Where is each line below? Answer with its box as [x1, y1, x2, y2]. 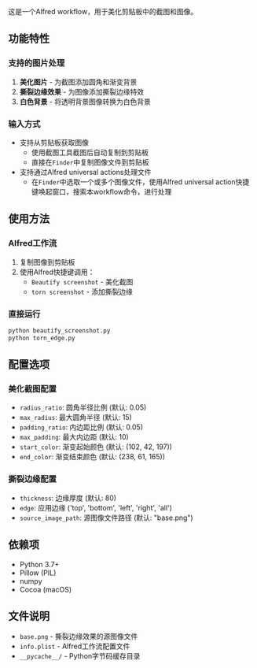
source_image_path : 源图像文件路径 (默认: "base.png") [19, 513, 194, 522]
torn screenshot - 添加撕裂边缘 [31, 287, 134, 296]
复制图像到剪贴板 [19, 257, 75, 266]
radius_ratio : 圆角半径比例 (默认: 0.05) [19, 403, 147, 412]
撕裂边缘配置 [8, 473, 57, 484]
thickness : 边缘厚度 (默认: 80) [19, 493, 116, 503]
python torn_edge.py [8, 334, 76, 342]
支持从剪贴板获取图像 [19, 137, 89, 147]
